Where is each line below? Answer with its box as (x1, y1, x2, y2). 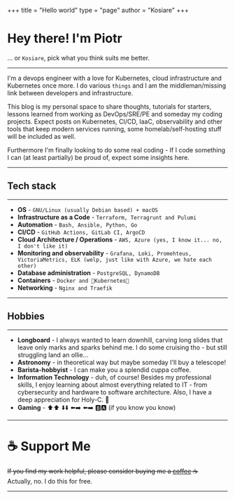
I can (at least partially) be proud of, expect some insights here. (7, 153, 190, 161)
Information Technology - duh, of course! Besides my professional (17, 373, 212, 381)
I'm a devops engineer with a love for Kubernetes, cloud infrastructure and (7, 74, 222, 82)
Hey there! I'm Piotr (7, 31, 122, 46)
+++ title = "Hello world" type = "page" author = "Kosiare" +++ (7, 6, 189, 14)
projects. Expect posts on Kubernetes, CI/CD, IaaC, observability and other (7, 117, 223, 126)
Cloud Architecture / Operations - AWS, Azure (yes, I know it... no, (17, 235, 222, 244)
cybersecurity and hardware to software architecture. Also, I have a (17, 387, 212, 396)
